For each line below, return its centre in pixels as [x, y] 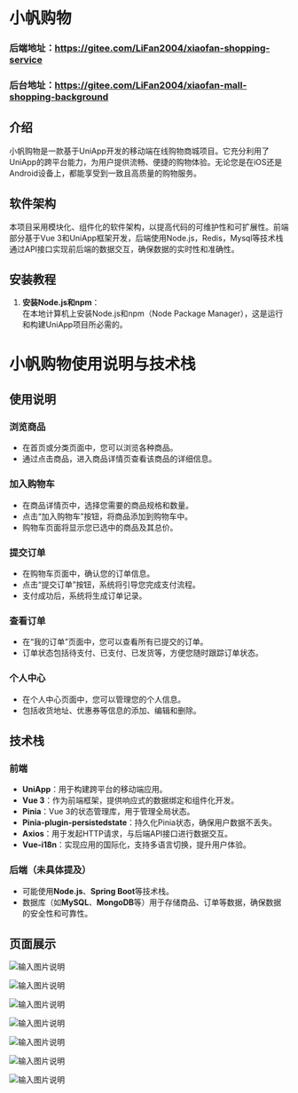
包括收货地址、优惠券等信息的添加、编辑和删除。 [111, 710]
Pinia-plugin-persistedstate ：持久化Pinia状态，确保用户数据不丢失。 [149, 822]
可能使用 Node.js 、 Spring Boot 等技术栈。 [98, 891]
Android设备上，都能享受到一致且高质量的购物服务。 [105, 173]
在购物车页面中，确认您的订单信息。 [88, 573]
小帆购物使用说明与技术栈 [103, 364]
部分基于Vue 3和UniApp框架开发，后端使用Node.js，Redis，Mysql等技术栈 [146, 238]
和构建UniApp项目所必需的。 [74, 325]
